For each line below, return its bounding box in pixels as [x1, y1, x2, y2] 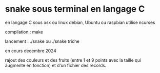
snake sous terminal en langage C [5, 3, 145, 15]
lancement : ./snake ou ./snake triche [5, 38, 80, 44]
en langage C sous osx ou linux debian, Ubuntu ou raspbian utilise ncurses [5, 19, 155, 25]
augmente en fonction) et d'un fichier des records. [5, 62, 106, 68]
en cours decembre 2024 [5, 48, 57, 54]
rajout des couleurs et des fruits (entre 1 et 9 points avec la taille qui [5, 57, 141, 63]
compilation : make [5, 29, 43, 35]
